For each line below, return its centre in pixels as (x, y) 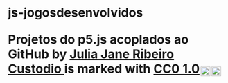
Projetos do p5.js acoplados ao (98, 40)
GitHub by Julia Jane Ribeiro (91, 54)
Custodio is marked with (79, 69)
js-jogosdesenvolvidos (76, 13)
